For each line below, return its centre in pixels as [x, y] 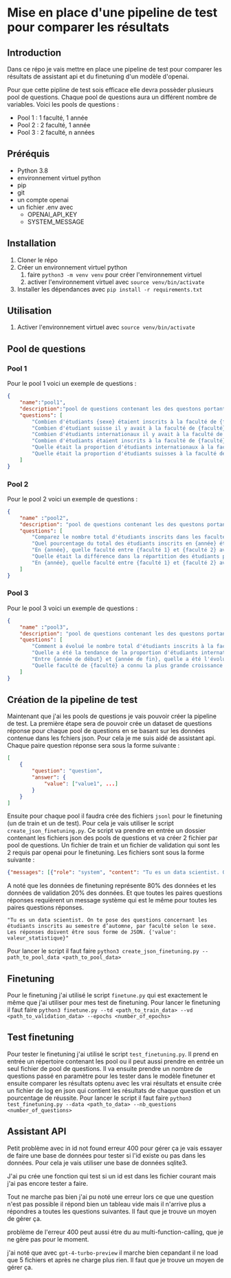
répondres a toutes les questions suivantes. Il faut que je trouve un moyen [112, 1211]
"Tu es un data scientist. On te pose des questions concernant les [107, 920]
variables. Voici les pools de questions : [63, 104]
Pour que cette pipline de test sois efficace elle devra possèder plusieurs [111, 90]
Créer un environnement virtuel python [72, 267]
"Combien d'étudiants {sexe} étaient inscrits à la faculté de [124, 422]
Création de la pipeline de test [73, 700]
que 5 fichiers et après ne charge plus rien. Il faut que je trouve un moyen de [115, 1259]
